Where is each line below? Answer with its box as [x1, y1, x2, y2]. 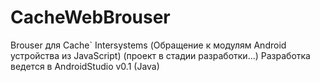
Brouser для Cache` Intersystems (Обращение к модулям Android [10, 39, 287, 51]
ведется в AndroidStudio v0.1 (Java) [10, 60, 160, 72]
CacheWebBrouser [10, 6, 171, 29]
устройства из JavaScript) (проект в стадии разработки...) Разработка [10, 49, 311, 61]
